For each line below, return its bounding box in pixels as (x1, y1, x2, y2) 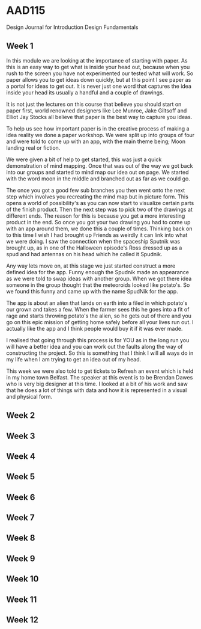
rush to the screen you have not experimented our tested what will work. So (6, 70, 194, 77)
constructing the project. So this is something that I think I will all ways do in (6, 349, 194, 357)
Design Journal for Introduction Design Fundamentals (6, 23, 139, 31)
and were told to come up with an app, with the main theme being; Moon (6, 138, 186, 145)
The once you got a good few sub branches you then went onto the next (6, 186, 185, 194)
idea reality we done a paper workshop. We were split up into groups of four (6, 131, 195, 138)
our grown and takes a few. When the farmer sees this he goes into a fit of (6, 305, 190, 313)
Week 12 (6, 615, 39, 625)
